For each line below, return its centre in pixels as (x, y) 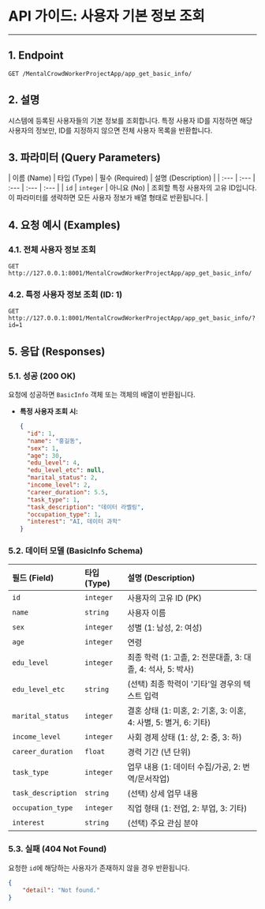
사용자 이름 (147, 613)
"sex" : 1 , (43, 448)
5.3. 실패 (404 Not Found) (58, 849)
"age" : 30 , (45, 456)
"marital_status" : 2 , (63, 478)
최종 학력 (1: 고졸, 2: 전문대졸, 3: (185, 658)
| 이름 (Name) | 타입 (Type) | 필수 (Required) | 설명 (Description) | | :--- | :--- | (132, 178)
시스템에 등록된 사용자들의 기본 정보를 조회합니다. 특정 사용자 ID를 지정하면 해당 (131, 120)
